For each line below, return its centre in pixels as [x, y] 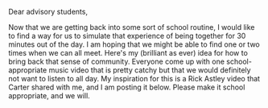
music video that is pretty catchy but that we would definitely [150, 70]
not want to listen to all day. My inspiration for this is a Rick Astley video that [134, 79]
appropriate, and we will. [49, 96]
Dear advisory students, [48, 12]
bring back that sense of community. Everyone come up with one [117, 61]
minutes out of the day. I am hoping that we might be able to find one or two [134, 44]
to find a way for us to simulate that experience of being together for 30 [127, 36]
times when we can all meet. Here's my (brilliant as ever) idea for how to [128, 53]
